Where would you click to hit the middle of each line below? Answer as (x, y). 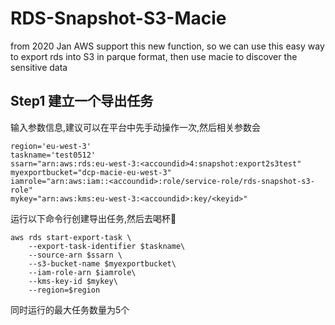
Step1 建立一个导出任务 (82, 101)
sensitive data (39, 67)
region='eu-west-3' (51, 146)
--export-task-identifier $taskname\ (107, 246)
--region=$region (64, 290)
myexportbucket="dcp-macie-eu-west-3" (91, 172)
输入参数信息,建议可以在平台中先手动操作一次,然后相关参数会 (136, 127)
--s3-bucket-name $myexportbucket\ (102, 263)
